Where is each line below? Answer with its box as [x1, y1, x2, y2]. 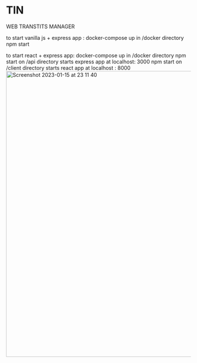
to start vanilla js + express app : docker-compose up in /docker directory [6, 34, 184, 41]
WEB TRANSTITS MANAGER [6, 23, 75, 30]
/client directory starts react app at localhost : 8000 [6, 64, 131, 71]
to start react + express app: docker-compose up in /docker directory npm [6, 52, 186, 59]
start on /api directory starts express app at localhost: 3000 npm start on [6, 58, 182, 65]
